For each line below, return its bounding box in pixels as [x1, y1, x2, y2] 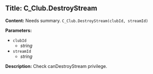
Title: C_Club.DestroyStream [5, 4, 97, 13]
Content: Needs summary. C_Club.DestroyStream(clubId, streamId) [5, 17, 148, 23]
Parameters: [5, 27, 32, 33]
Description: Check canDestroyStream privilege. [5, 63, 107, 69]
